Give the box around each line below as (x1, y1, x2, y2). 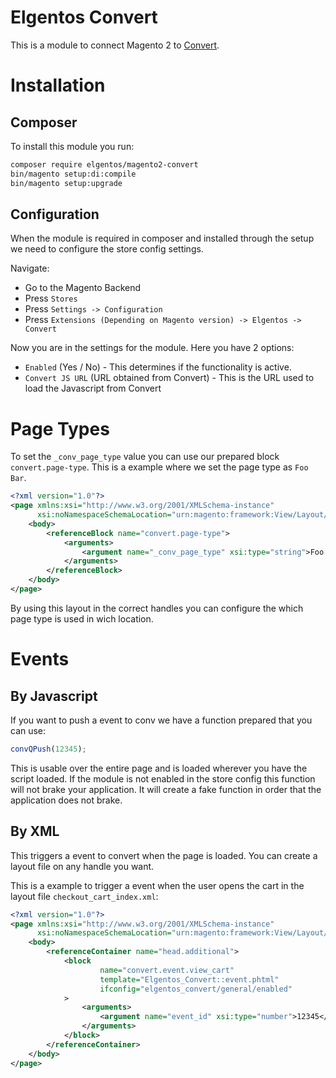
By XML (10, 823, 60, 840)
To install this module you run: (10, 140, 135, 152)
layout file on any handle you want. (10, 860, 155, 872)
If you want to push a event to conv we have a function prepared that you (10, 714, 313, 726)
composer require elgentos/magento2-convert (10, 159, 199, 170)
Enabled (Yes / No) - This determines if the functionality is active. (24, 361, 292, 373)
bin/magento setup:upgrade (10, 178, 123, 188)
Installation (10, 74, 106, 97)
